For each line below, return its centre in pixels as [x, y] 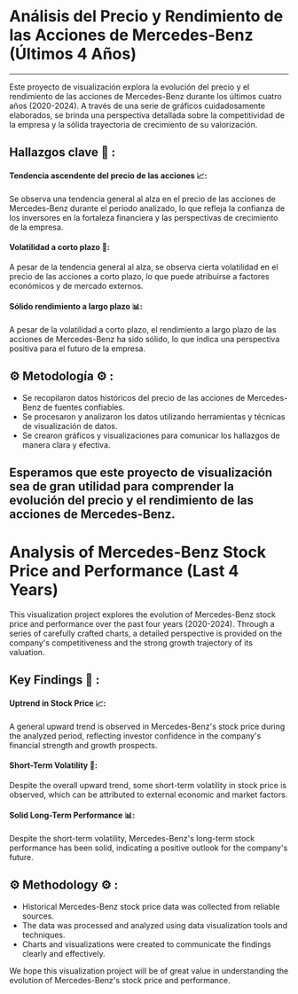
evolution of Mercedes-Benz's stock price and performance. [120, 980]
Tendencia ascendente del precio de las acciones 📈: [108, 176]
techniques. [43, 935]
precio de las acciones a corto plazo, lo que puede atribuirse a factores [139, 276]
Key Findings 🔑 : [55, 680]
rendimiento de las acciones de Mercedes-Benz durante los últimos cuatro [145, 96]
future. [21, 857]
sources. [38, 916]
